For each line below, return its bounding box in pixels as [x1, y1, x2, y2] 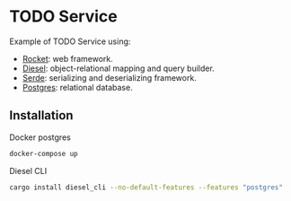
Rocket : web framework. [22, 53, 114, 64]
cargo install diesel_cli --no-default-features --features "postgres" [9, 182, 283, 192]
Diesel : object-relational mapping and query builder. [22, 63, 216, 74]
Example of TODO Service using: [9, 36, 131, 47]
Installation [9, 108, 74, 123]
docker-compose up [9, 149, 78, 158]
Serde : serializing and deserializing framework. [22, 72, 198, 83]
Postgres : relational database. [22, 82, 133, 92]
